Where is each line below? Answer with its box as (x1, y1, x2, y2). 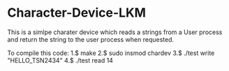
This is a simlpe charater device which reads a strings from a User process (7, 28, 223, 36)
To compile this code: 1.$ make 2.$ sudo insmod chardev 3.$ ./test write (7, 49, 215, 57)
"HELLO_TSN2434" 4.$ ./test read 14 (7, 56, 114, 64)
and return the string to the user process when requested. (7, 35, 175, 43)
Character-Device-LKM (7, 5, 147, 21)
